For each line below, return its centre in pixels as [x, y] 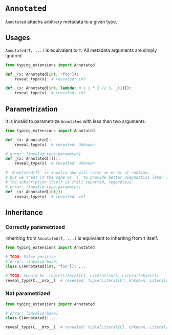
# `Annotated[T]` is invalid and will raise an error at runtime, [78, 173]
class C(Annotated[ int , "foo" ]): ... [46, 266]
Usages [18, 38]
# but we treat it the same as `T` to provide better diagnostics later [84, 178]
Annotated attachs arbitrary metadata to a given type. [61, 22]
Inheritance [24, 212]
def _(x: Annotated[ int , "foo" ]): [42, 74]
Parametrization [31, 109]
